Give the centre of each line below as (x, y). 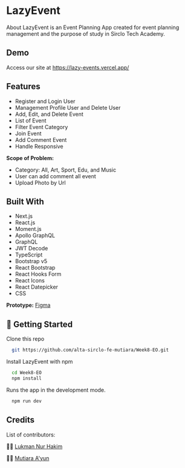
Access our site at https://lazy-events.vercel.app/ (68, 67)
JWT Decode (31, 249)
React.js (25, 222)
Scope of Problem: (30, 158)
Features (23, 86)
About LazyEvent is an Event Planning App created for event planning (93, 27)
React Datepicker (37, 287)
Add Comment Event (41, 139)
